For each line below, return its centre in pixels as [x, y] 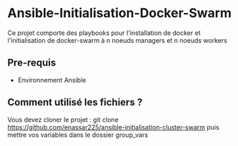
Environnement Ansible [52, 80]
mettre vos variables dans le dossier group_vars [78, 135]
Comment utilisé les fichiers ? [75, 102]
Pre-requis [32, 63]
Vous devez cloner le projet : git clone [63, 120]
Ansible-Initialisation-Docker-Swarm [120, 13]
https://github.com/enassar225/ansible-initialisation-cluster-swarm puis [113, 127]
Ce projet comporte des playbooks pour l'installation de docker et [104, 33]
